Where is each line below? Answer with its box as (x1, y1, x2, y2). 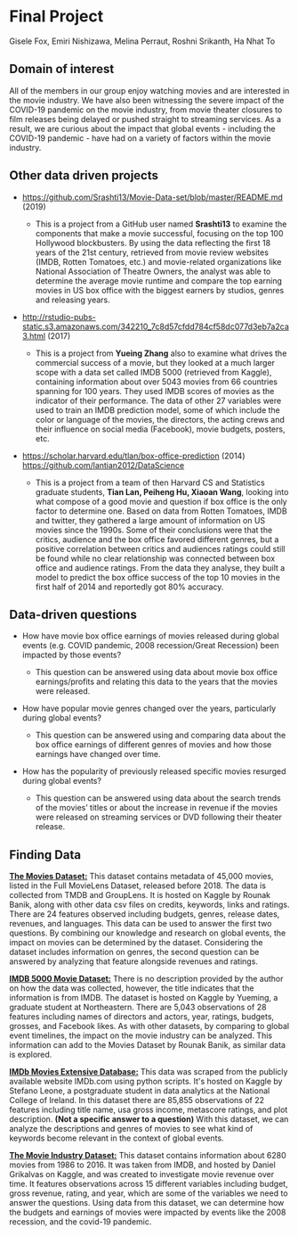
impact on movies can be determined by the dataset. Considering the (9, 937, 263, 948)
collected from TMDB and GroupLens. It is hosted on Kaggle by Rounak (9, 890, 271, 901)
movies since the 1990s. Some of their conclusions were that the (35, 524, 273, 535)
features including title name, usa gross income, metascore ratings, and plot (9, 1104, 288, 1116)
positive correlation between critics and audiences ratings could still (35, 543, 286, 554)
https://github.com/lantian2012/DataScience (21, 459, 185, 470)
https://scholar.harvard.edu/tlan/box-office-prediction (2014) (21, 450, 246, 461)
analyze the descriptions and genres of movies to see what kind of (9, 1124, 254, 1134)
